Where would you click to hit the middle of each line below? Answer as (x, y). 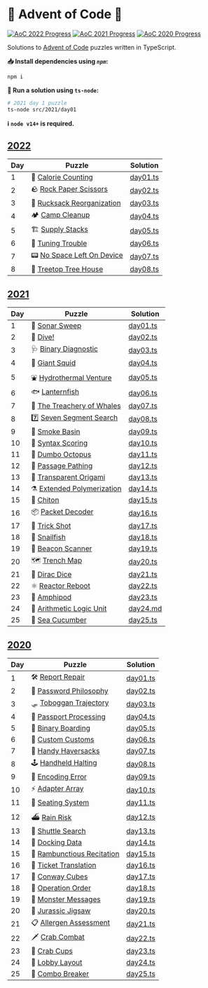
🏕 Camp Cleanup (61, 215)
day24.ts (140, 962)
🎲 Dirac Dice (51, 575)
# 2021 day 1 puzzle (37, 103)
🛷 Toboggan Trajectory (70, 702)
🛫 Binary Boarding (61, 728)
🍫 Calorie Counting (62, 177)
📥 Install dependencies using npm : (58, 61)
